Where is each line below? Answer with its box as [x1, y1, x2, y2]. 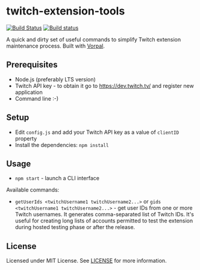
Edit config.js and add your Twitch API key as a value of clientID [14, 128, 180, 136]
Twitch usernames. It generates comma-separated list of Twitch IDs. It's [14, 211, 195, 218]
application [14, 89, 43, 96]
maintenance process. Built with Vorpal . [6, 42, 105, 49]
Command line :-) [14, 95, 59, 102]
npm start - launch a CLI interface [14, 175, 99, 182]
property [14, 134, 37, 142]
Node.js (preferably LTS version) [14, 75, 96, 83]
